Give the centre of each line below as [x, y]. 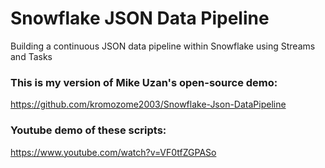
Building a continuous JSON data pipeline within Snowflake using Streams [163, 46]
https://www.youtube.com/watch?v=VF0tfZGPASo [113, 152]
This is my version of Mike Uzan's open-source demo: [144, 82]
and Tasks [31, 56]
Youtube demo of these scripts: [88, 130]
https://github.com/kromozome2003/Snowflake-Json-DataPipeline [148, 104]
